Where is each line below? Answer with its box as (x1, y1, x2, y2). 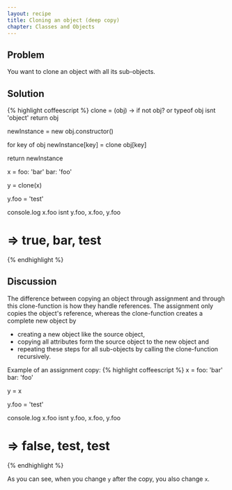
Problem (7, 49, 45, 61)
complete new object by (7, 316, 77, 325)
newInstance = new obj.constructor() (7, 127, 114, 135)
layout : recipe (7, 10, 52, 17)
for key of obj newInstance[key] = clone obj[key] (7, 141, 147, 148)
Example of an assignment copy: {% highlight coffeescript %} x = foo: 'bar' (7, 365, 223, 374)
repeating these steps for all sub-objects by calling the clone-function (17, 344, 218, 353)
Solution (7, 88, 45, 100)
